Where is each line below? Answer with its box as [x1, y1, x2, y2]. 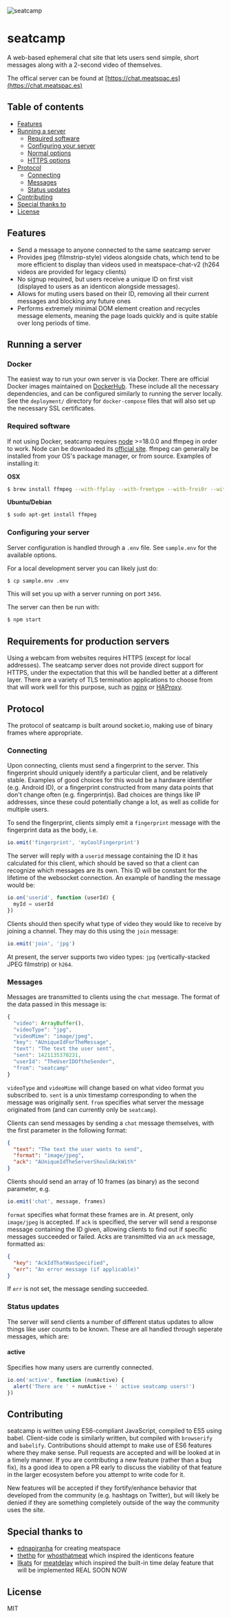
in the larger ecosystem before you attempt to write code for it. [7, 1471, 186, 1479]
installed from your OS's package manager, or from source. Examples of [7, 452, 212, 460]
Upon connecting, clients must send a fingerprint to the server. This [7, 761, 199, 770]
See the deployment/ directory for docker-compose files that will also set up [7, 397, 216, 406]
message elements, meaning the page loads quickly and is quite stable [16, 311, 218, 319]
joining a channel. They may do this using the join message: [7, 927, 179, 935]
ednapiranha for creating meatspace [16, 1544, 121, 1553]
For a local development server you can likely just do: [7, 564, 158, 572]
